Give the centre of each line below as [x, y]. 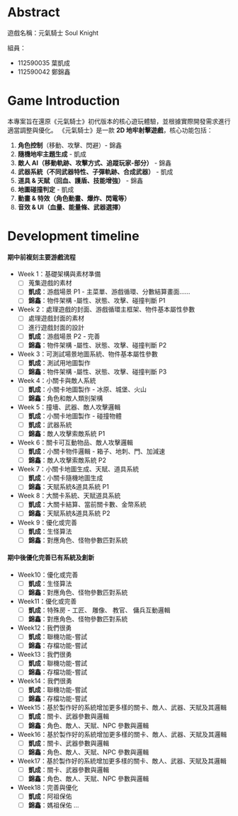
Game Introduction [64, 101]
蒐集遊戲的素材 [50, 283]
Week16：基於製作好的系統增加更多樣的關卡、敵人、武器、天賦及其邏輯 [122, 734]
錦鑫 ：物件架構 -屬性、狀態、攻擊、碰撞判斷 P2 [97, 345]
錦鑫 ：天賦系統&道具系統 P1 [69, 487]
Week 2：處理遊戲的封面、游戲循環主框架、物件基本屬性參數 [106, 309]
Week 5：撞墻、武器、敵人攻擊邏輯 [69, 407]
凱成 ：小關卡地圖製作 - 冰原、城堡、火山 [87, 389]
